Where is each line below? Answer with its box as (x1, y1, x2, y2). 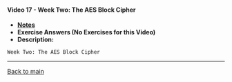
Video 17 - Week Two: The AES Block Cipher (7, 6, 136, 14)
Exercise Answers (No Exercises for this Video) (17, 28, 156, 37)
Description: (17, 35, 54, 44)
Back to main (7, 68, 45, 76)
